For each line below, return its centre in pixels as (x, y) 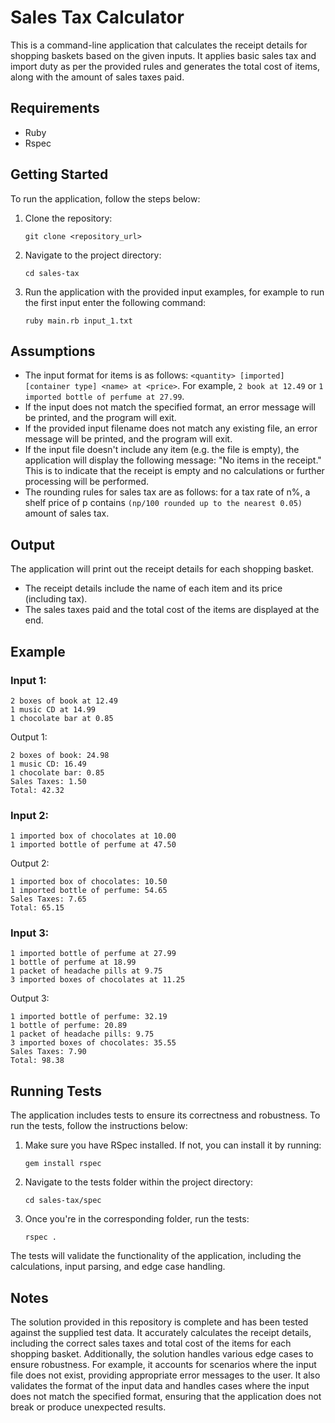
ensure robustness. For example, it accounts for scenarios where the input (163, 1365)
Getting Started (59, 174)
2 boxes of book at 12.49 (64, 701)
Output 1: (29, 737)
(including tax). (56, 599)
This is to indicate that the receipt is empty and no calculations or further (174, 471)
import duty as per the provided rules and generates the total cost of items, (165, 66)
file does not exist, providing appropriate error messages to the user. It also (165, 1375)
